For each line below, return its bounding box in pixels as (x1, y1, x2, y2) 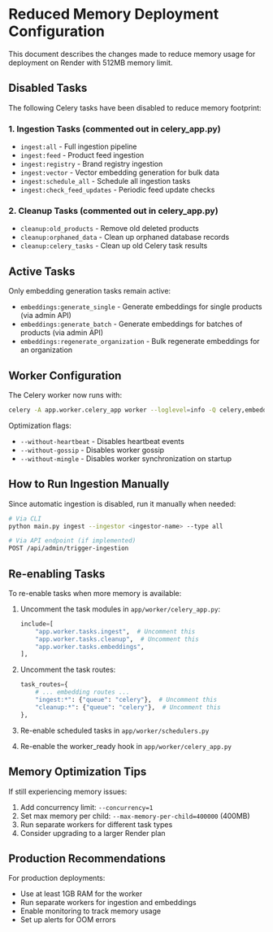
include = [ (19, 620, 54, 628)
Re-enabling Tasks (8, 567, 106, 581)
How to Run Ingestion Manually (8, 477, 170, 491)
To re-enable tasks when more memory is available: (8, 588, 182, 598)
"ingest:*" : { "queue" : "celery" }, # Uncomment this (35, 696, 218, 704)
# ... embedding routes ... (35, 688, 130, 696)
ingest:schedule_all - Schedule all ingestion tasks (19, 176, 191, 186)
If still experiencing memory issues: (8, 786, 128, 796)
